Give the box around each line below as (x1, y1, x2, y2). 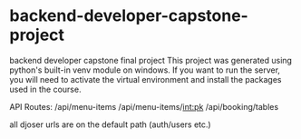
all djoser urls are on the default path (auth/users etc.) (9, 119, 211, 130)
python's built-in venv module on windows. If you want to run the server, (9, 65, 281, 75)
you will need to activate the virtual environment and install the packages (9, 74, 282, 84)
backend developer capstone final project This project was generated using (9, 55, 293, 65)
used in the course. (9, 84, 82, 94)
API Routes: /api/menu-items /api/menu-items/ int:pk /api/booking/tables (9, 101, 279, 112)
